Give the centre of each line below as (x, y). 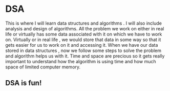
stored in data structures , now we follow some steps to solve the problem (83, 50)
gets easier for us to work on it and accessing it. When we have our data (82, 45)
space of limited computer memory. (43, 67)
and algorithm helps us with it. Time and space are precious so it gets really (85, 56)
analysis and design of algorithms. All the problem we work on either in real (85, 28)
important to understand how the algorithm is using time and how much (81, 61)
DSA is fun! (24, 83)
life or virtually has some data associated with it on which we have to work (84, 34)
